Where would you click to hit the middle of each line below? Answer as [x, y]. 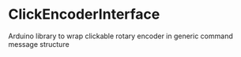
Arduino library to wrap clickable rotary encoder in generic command [120, 36]
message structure [39, 44]
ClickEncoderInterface [84, 14]
